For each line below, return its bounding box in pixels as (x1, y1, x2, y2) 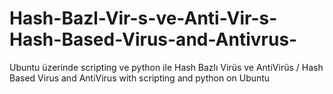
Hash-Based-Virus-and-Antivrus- (9, 28, 298, 51)
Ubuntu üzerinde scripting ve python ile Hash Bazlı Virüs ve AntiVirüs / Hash (9, 61, 324, 73)
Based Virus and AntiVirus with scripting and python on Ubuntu (9, 72, 271, 84)
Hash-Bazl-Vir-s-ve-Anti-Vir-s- (9, 7, 278, 30)
